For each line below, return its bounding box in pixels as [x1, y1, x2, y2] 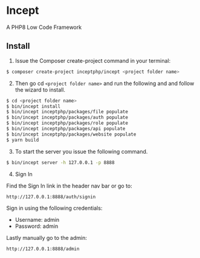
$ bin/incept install [6, 103, 61, 109]
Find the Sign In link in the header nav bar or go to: [6, 182, 133, 189]
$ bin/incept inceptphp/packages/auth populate [6, 115, 129, 121]
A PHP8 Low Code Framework [6, 24, 82, 31]
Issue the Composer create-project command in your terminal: [15, 57, 171, 64]
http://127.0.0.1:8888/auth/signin [6, 193, 96, 200]
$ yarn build [6, 137, 39, 143]
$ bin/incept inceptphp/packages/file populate [6, 109, 129, 115]
